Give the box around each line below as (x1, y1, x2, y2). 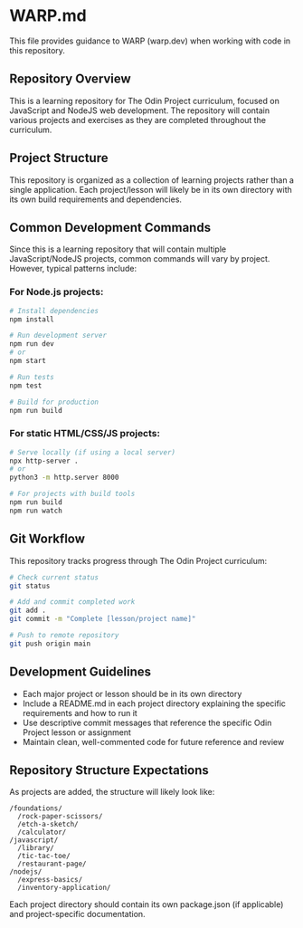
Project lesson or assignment (22, 726, 131, 738)
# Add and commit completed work (9, 598, 136, 607)
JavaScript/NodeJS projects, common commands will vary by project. (9, 254, 270, 264)
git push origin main (9, 639, 91, 648)
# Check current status (9, 572, 99, 582)
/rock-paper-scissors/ (17, 812, 103, 821)
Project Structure (9, 150, 109, 166)
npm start (9, 357, 47, 366)
